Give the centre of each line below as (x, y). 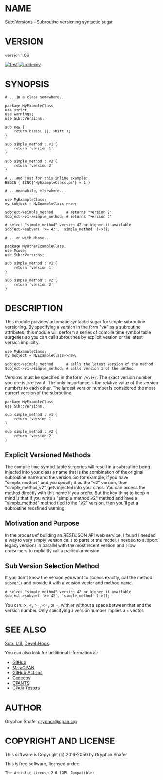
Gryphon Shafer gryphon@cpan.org (41, 722)
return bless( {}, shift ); (42, 131)
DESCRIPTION (34, 308)
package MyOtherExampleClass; (36, 246)
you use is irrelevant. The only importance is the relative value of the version (82, 382)
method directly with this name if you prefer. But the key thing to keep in (77, 493)
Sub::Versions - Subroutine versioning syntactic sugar (59, 22)
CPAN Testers (26, 688)
